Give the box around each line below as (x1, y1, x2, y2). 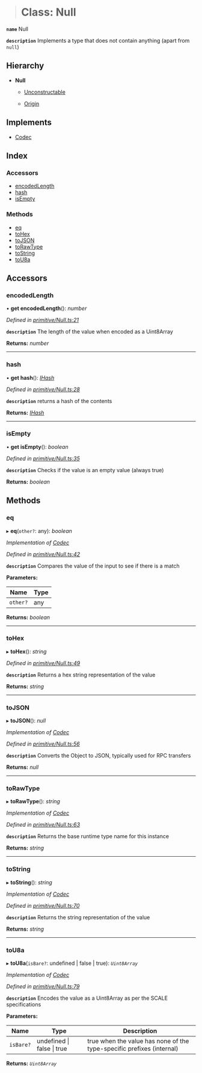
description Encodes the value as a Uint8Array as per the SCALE (6, 994, 168, 1002)
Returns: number (6, 339, 49, 347)
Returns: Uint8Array (6, 1060, 57, 1067)
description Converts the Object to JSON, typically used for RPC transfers (6, 752, 191, 759)
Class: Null (20, 5, 76, 19)
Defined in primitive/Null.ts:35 (6, 455, 80, 462)
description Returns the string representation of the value (6, 913, 150, 921)
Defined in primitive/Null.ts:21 (6, 317, 79, 324)
